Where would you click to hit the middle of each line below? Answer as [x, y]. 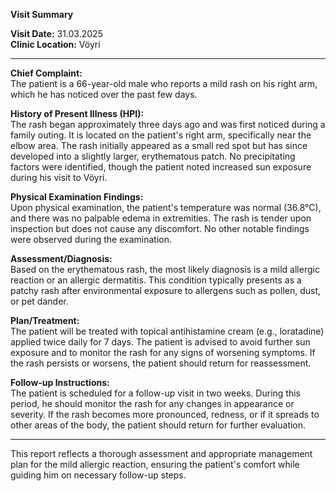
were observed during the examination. [91, 239]
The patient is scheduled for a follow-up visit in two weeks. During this [155, 393]
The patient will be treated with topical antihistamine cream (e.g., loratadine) [167, 331]
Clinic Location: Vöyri [55, 44]
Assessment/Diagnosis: [61, 258]
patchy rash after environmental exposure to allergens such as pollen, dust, [166, 290]
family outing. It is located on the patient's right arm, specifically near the [161, 135]
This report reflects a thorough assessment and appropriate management [161, 453]
